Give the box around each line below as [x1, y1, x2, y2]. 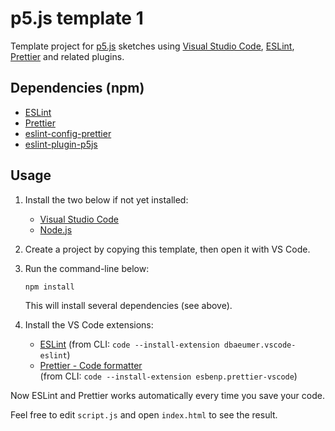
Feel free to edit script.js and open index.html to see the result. [10, 408, 278, 421]
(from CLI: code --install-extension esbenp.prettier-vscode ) [39, 370, 298, 382]
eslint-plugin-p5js [24, 138, 98, 150]
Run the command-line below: [24, 262, 150, 274]
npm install [24, 282, 75, 292]
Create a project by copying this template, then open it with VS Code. [24, 243, 311, 255]
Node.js [39, 223, 73, 236]
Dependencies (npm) [10, 80, 145, 97]
